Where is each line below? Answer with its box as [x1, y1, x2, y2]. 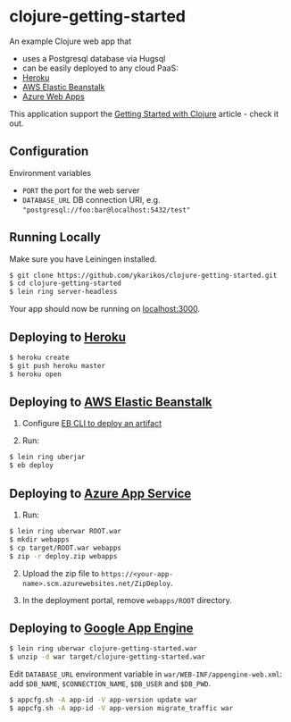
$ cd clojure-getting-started [9, 279, 122, 288]
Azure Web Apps [21, 91, 85, 102]
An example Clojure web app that [9, 36, 132, 46]
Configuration [9, 144, 89, 159]
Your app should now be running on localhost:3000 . [9, 304, 201, 315]
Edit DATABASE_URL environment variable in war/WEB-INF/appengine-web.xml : [9, 668, 283, 680]
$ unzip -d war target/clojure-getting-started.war [9, 652, 205, 662]
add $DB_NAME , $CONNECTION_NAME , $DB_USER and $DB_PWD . [9, 678, 212, 689]
